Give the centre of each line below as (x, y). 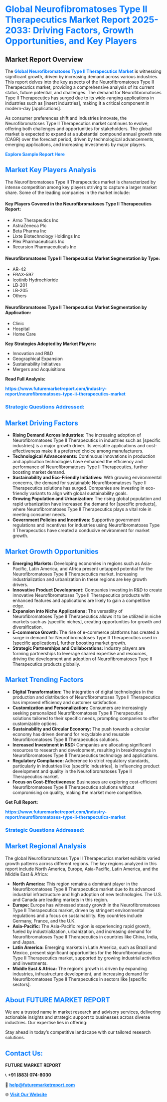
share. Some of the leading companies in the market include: (68, 192)
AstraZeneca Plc (29, 226)
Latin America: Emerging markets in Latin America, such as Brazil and (84, 947)
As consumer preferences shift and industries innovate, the (66, 118)
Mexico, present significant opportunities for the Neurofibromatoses (82, 952)
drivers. (20, 584)
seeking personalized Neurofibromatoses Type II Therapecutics (78, 713)
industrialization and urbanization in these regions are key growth (80, 579)
